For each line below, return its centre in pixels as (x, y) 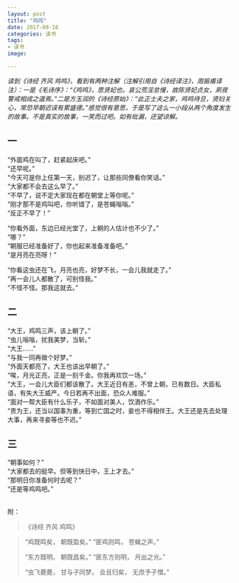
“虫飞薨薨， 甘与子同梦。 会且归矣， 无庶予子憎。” (97, 572)
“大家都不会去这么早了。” (43, 186)
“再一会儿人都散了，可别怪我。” (52, 279)
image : (17, 54)
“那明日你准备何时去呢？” (44, 480)
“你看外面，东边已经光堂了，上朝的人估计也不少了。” (83, 228)
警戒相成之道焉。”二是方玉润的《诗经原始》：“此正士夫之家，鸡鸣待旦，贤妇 (116, 98)
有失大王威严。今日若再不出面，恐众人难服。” (85, 392)
